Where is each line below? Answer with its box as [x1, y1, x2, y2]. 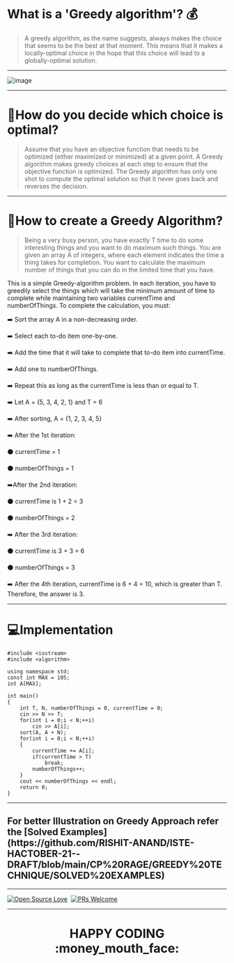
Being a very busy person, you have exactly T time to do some [24, 235, 204, 244]
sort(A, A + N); [19, 729, 68, 736]
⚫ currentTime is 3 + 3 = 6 [7, 547, 85, 555]
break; [44, 759, 64, 767]
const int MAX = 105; [7, 674, 70, 681]
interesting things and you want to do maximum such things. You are [24, 243, 221, 251]
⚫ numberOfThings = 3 [7, 563, 75, 572]
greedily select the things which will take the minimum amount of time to [7, 286, 215, 295]
